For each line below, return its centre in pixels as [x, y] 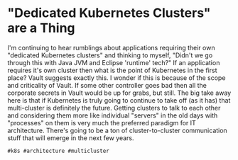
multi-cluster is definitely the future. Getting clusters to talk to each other [114, 108]
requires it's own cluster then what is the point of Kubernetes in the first [112, 70]
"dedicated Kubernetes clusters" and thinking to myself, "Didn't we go [110, 55]
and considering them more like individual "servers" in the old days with [113, 115]
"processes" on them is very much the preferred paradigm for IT [102, 122]
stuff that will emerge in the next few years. [71, 138]
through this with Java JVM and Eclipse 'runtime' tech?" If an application [114, 62]
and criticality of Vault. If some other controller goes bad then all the [107, 85]
